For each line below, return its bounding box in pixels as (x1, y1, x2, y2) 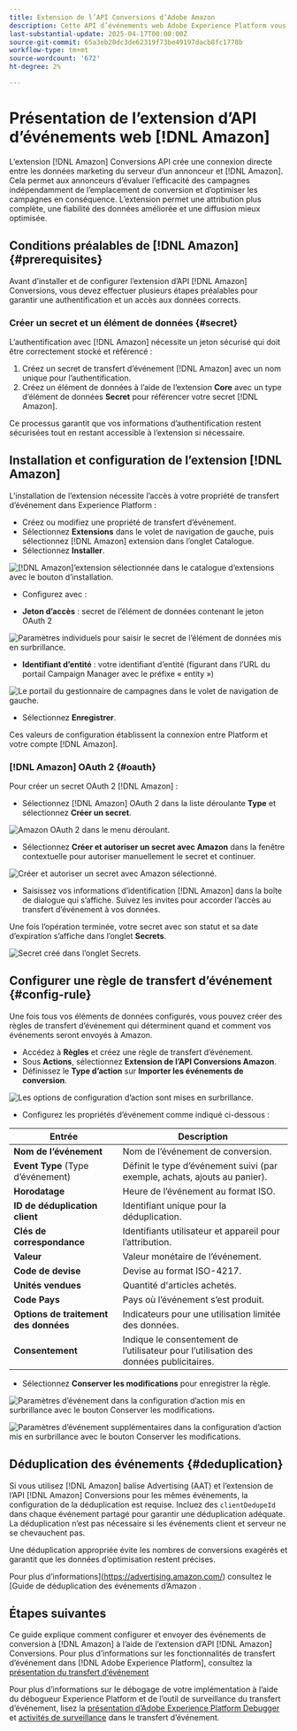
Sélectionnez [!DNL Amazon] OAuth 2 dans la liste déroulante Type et (21, 798, 277, 809)
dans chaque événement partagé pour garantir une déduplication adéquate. (9, 1508, 286, 1519)
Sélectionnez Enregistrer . (21, 712, 117, 722)
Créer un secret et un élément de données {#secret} (9, 316, 239, 328)
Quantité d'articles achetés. (122, 1279, 237, 1291)
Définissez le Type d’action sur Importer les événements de (21, 1066, 244, 1076)
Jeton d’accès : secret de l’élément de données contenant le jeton (21, 605, 264, 616)
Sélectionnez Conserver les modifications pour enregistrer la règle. (21, 1378, 271, 1389)
